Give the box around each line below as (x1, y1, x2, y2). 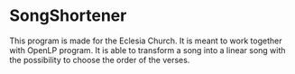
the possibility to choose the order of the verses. (9, 54, 190, 65)
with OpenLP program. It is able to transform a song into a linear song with (9, 44, 286, 55)
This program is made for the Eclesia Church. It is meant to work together (9, 35, 282, 46)
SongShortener (9, 5, 127, 26)
